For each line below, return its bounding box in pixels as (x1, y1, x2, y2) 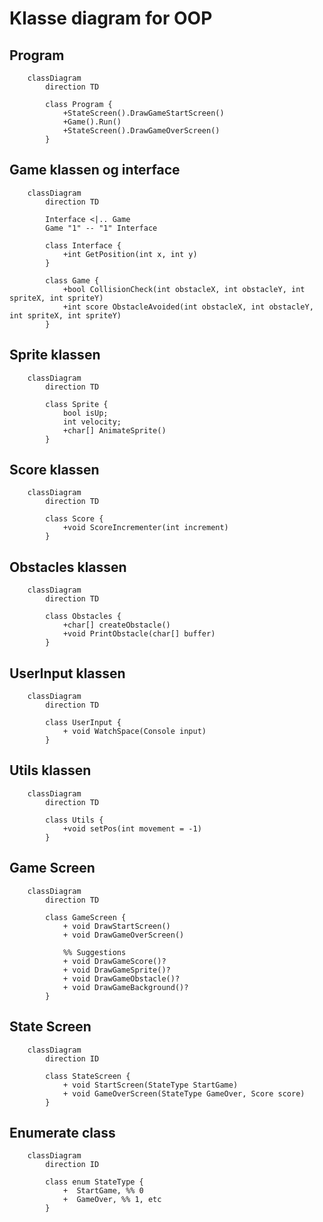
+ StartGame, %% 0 (62, 1186, 144, 1196)
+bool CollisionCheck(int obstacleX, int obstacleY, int (62, 284, 306, 294)
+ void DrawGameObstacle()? (62, 973, 181, 984)
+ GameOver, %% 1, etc (62, 1195, 162, 1205)
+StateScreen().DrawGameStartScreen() (62, 108, 225, 118)
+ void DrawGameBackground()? (62, 982, 189, 992)
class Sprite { (45, 399, 109, 409)
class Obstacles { (45, 612, 122, 622)
